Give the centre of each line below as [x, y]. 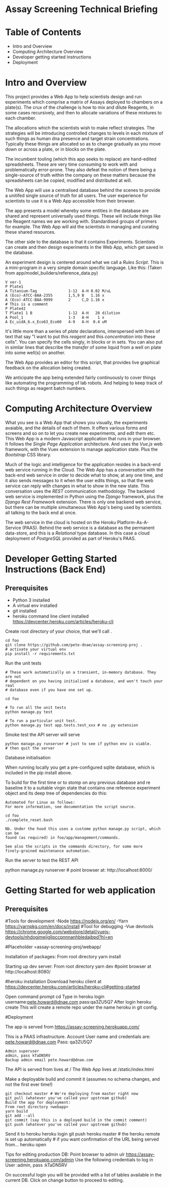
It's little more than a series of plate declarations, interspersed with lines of [83, 332]
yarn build [17, 1111]
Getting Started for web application [80, 890]
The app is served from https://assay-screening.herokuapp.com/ [72, 1027]
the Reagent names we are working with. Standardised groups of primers [81, 221]
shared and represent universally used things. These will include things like [83, 216]
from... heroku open [26, 1144]
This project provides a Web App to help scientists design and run [73, 97]
